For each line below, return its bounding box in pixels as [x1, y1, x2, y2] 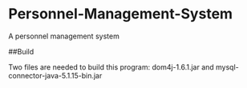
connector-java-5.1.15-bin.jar [8, 70, 103, 80]
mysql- [215, 62, 239, 72]
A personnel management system [8, 31, 120, 41]
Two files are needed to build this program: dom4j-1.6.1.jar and [8, 62, 214, 72]
